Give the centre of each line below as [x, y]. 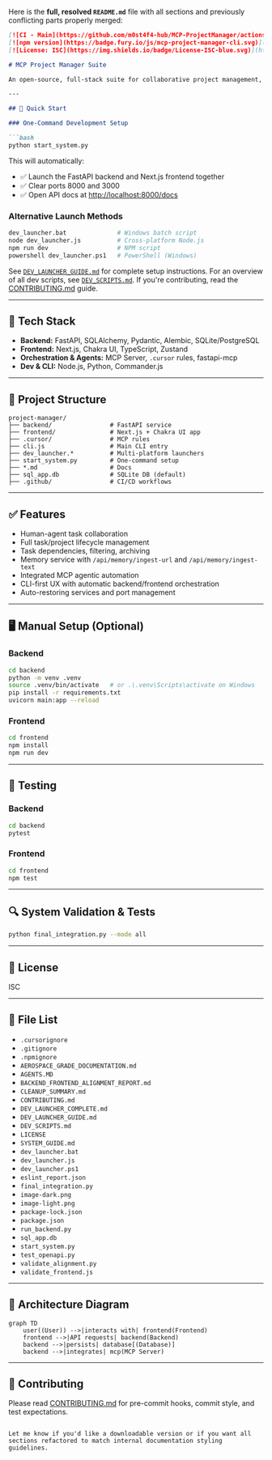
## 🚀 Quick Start [38, 108]
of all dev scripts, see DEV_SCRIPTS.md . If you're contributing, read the [123, 279]
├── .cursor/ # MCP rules [79, 439]
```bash [21, 138]
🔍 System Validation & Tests [82, 912]
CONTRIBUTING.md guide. [53, 288]
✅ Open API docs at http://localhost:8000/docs [99, 194]
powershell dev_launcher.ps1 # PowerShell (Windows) [103, 255]
